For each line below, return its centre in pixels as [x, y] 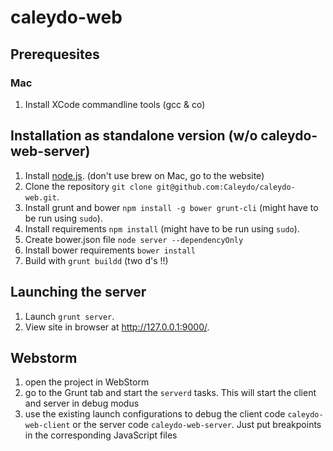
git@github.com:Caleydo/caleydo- [226, 187]
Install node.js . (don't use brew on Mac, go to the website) [144, 175]
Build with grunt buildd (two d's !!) [96, 260]
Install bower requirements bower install [110, 250]
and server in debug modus [82, 403]
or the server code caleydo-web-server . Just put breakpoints [197, 425]
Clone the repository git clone [88, 186]
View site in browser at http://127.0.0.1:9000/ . [117, 327]
